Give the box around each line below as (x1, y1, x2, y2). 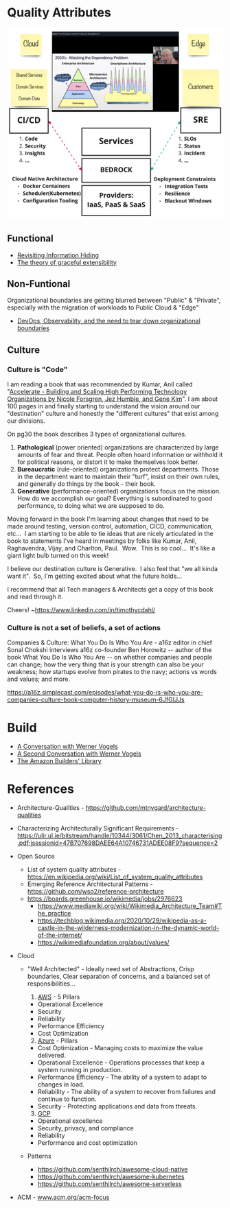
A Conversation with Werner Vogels (16, 743, 118, 751)
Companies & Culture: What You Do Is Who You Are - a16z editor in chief (7, 638, 213, 647)
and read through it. (7, 592, 63, 601)
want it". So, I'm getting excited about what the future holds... (7, 572, 182, 581)
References (7, 781, 74, 797)
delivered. (37, 1052, 67, 1060)
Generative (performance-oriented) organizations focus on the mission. (16, 487, 221, 496)
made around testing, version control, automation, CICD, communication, (7, 522, 214, 531)
